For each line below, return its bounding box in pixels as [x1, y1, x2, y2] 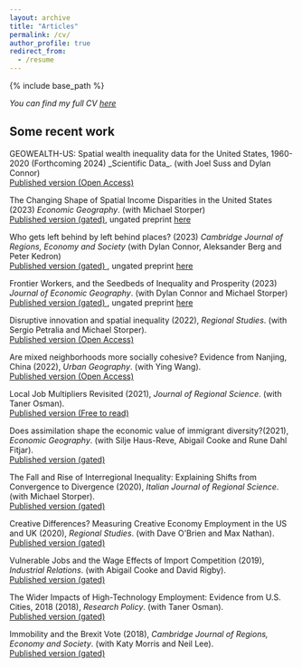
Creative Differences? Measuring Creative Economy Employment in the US [9, 518, 288, 528]
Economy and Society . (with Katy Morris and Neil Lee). [9, 638, 214, 649]
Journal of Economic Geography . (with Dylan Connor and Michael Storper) [9, 287, 288, 298]
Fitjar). [9, 444, 34, 455]
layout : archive [9, 13, 71, 23]
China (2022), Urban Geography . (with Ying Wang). [9, 361, 202, 372]
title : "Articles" [9, 22, 79, 31]
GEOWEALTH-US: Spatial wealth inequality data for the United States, [9, 148, 269, 159]
